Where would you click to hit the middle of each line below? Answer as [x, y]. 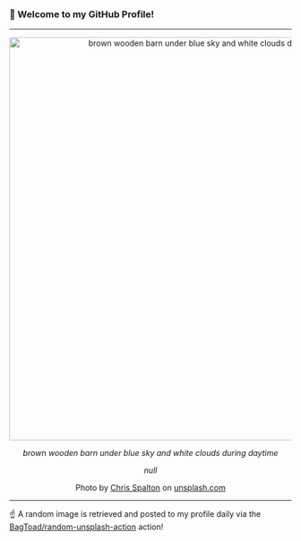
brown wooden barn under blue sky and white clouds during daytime [150, 453]
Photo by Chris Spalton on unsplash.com [150, 488]
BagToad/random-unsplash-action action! [86, 527]
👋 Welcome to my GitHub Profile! [82, 14]
